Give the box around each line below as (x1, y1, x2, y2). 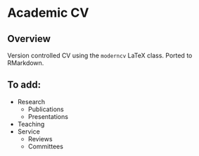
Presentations (27, 112, 69, 120)
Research (17, 97, 46, 106)
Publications (27, 105, 65, 113)
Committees (27, 142, 63, 150)
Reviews (27, 134, 53, 143)
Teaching (17, 120, 45, 128)
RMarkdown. (7, 59, 44, 67)
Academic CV (7, 5, 89, 21)
